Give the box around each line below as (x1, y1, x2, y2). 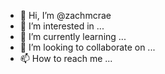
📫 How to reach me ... (19, 53, 113, 64)
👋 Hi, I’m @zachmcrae (19, 10, 112, 21)
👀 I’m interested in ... (19, 20, 105, 32)
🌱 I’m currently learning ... (19, 31, 127, 42)
